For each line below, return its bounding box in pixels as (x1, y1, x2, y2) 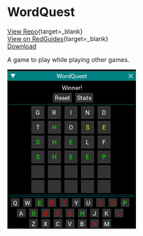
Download (7, 42, 37, 50)
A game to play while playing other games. (7, 55, 130, 63)
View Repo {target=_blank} (7, 27, 84, 36)
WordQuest (7, 4, 75, 20)
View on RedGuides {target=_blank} (7, 34, 109, 42)
